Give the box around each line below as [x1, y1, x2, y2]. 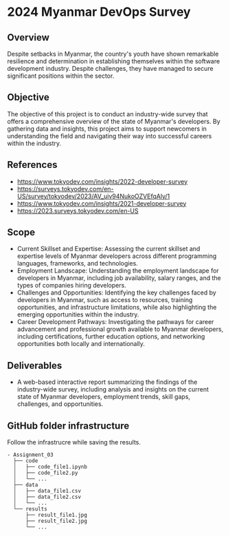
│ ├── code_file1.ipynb [13, 464, 88, 471]
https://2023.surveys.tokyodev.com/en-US [16, 206, 139, 215]
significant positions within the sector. [7, 72, 115, 80]
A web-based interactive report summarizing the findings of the [16, 378, 198, 386]
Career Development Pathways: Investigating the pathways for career [16, 318, 214, 326]
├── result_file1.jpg [25, 512, 88, 519]
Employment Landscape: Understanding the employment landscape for [16, 266, 220, 275]
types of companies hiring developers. [16, 281, 127, 290]
